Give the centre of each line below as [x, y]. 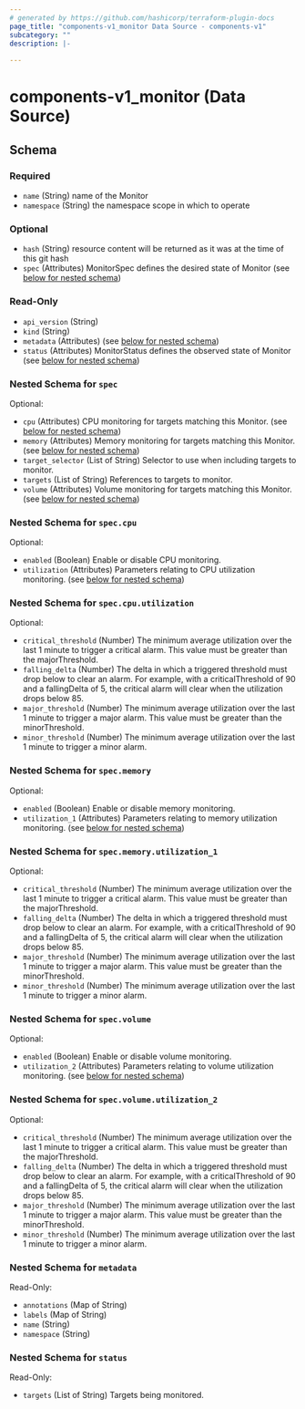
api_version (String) [60, 321]
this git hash [46, 259]
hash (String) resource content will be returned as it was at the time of [153, 249]
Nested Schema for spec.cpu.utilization [102, 603]
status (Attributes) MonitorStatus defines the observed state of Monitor [157, 350]
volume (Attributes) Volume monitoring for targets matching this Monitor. [158, 489]
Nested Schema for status [68, 1357]
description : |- [40, 43]
